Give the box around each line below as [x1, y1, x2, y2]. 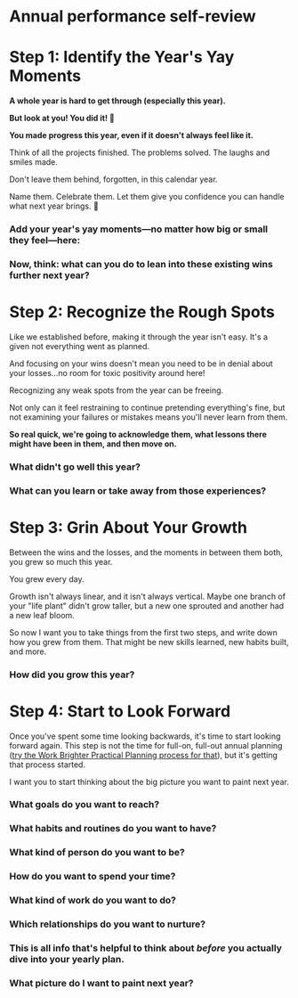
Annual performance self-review [9, 6, 256, 27]
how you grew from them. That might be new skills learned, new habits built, [9, 636, 289, 647]
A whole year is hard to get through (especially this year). [9, 95, 226, 106]
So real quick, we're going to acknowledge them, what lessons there [9, 429, 267, 439]
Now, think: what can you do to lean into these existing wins [9, 258, 273, 270]
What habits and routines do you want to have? [9, 822, 217, 835]
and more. [9, 646, 47, 657]
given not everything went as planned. [9, 340, 149, 351]
